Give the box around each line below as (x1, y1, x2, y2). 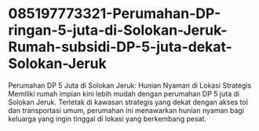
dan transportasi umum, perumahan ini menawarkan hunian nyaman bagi (8, 105, 245, 115)
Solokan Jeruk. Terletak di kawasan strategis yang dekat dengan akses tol (8, 97, 249, 107)
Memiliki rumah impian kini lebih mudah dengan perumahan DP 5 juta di (8, 89, 240, 98)
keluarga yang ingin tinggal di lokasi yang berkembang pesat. (8, 114, 206, 123)
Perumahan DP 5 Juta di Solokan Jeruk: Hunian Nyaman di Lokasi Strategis (8, 80, 252, 90)
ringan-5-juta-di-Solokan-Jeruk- (8, 21, 228, 39)
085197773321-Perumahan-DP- (8, 5, 221, 23)
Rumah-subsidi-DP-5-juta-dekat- (8, 38, 233, 56)
